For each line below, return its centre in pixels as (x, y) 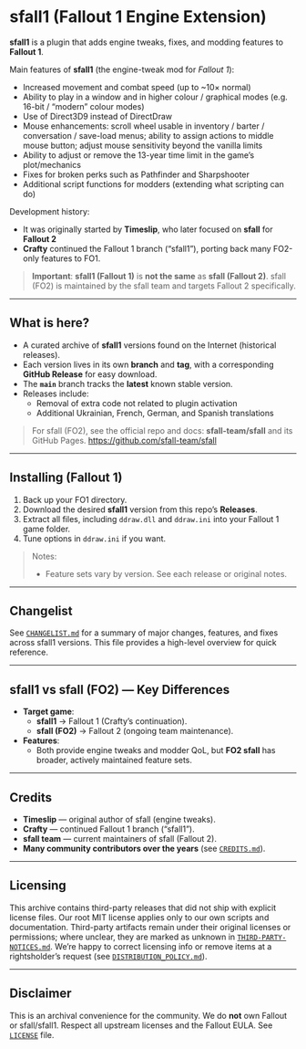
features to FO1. (71, 258)
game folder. (46, 529)
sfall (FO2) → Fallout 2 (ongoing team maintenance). (135, 731)
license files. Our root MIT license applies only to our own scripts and (139, 917)
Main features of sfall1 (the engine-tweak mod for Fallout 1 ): (122, 69)
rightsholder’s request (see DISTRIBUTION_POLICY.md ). (108, 956)
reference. (29, 652)
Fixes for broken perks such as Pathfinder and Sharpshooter (136, 174)
